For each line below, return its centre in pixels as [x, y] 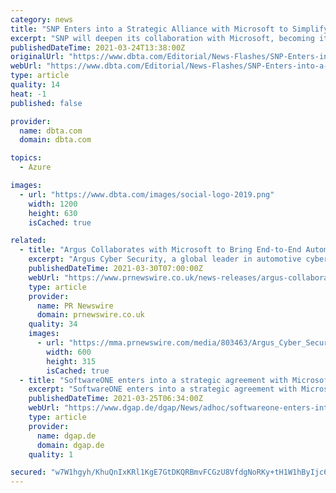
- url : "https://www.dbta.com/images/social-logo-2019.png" [147, 194]
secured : [28, 472]
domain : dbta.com [55, 140]
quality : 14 [35, 85]
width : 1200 [53, 204]
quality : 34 [53, 324]
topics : [26, 158]
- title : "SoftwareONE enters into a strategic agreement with [153, 380]
